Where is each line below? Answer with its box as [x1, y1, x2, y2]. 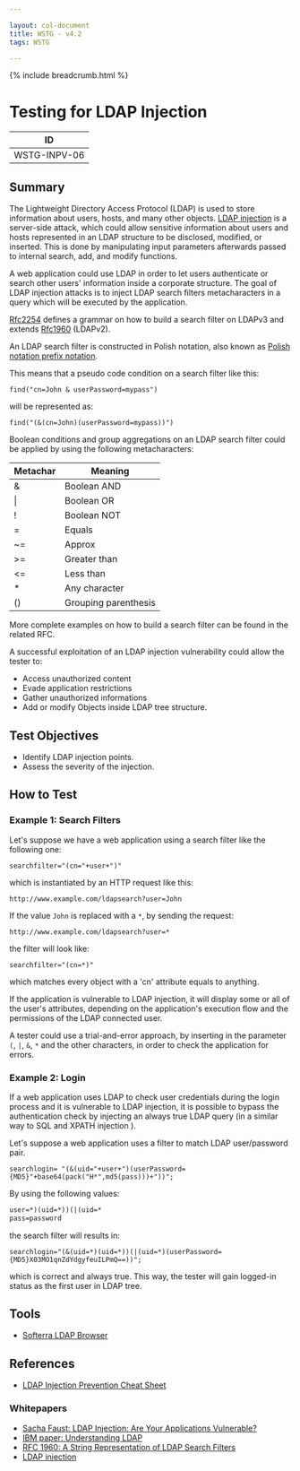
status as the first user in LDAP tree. [9, 1280, 142, 1291]
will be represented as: [9, 401, 94, 412]
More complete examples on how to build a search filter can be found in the [9, 619, 289, 630]
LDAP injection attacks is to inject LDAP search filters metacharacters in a [9, 288, 281, 299]
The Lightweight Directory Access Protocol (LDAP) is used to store [9, 203, 255, 214]
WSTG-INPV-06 [13, 149, 85, 161]
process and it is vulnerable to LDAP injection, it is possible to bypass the [9, 1101, 279, 1112]
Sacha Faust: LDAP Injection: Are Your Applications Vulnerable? [21, 1423, 257, 1433]
